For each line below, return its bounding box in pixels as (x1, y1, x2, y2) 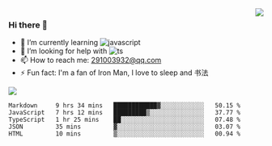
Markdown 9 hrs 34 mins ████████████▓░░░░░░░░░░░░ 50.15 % (8, 102, 241, 110)
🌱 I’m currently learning (19, 38, 99, 48)
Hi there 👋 (8, 19, 49, 31)
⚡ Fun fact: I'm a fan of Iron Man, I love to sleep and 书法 (19, 68, 209, 77)
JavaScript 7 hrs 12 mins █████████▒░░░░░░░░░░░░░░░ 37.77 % (8, 109, 241, 117)
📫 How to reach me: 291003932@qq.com (19, 56, 162, 65)
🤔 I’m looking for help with (19, 46, 108, 56)
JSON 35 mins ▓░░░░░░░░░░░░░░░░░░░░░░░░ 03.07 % (8, 123, 241, 131)
